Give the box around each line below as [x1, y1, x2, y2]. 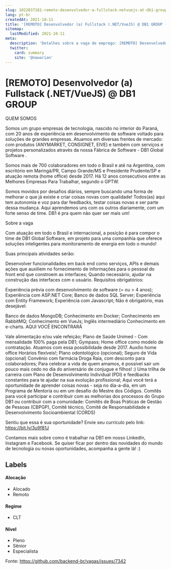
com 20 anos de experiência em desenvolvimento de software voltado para [5, 131, 164, 137]
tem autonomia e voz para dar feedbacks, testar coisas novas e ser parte [5, 200, 159, 206]
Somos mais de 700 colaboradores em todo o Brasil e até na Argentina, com [5, 162, 165, 168]
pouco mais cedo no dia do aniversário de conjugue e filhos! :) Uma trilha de [5, 366, 165, 373]
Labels [5, 460, 27, 469]
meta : [5, 36, 17, 41]
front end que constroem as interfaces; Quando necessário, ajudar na [5, 271, 152, 278]
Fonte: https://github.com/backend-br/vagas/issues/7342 [5, 558, 126, 564]
